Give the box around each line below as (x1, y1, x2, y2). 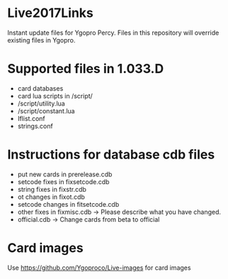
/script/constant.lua (17, 106, 76, 115)
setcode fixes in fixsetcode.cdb (17, 177, 110, 186)
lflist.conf (17, 114, 45, 123)
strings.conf (17, 122, 53, 130)
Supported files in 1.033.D (7, 61, 164, 77)
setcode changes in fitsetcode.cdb (17, 200, 120, 208)
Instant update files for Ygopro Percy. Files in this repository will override (7, 28, 220, 37)
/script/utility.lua (17, 99, 65, 108)
